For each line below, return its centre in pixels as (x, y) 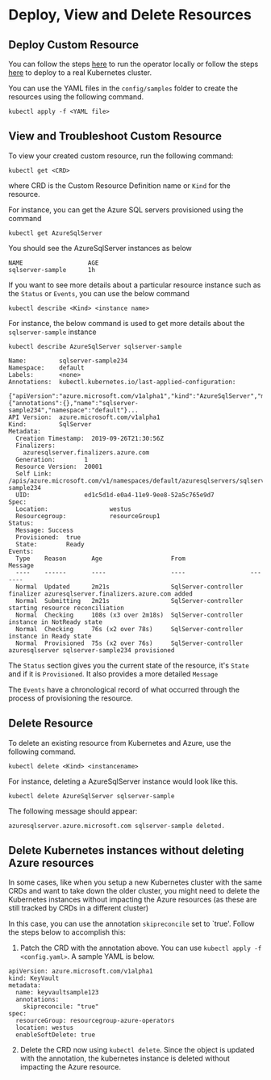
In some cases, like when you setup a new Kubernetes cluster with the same (135, 882)
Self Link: (34, 474)
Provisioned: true (48, 537)
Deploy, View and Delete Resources (130, 15)
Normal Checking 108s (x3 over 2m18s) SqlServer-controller (129, 615)
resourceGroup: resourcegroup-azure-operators (95, 1021)
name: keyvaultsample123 (57, 993)
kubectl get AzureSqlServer (56, 233)
